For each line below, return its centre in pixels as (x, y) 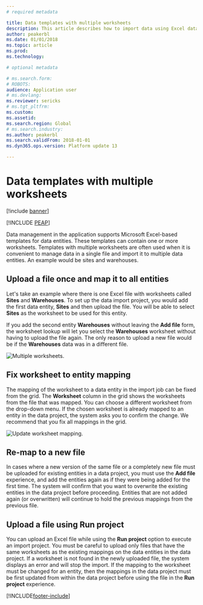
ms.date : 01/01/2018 (32, 40)
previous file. (22, 506)
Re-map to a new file (46, 452)
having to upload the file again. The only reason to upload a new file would (99, 337)
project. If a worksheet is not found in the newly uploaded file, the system (98, 558)
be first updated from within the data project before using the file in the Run (100, 578)
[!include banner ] (28, 211)
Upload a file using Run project (65, 524)
